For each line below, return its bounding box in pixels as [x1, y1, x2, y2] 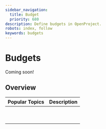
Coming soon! [5, 69, 34, 75]
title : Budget [9, 12, 39, 17]
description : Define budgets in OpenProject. [5, 21, 101, 27]
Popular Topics [7, 98, 44, 105]
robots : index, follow [5, 26, 52, 31]
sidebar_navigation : [5, 7, 48, 13]
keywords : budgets [5, 31, 43, 36]
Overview [5, 83, 36, 92]
